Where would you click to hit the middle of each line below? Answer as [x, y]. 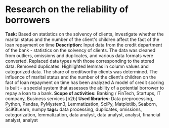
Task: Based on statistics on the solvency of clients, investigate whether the [85, 34]
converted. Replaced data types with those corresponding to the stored [80, 61]
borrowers [28, 20]
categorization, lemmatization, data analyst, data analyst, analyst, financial [83, 114]
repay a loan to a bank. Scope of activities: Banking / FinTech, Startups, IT [83, 93]
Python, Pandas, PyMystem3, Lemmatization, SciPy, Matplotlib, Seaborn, [81, 104]
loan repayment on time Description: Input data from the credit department [84, 45]
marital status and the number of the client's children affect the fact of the [82, 39]
